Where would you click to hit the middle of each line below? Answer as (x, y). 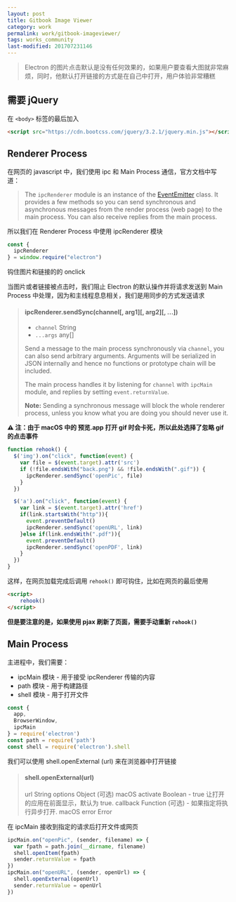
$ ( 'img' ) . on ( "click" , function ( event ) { (73, 456)
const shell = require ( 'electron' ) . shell (69, 747)
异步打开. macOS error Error (71, 811)
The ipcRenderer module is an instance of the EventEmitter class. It (122, 194)
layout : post (26, 14)
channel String (55, 328)
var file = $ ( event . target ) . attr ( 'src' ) (80, 463)
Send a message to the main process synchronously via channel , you (124, 349)
